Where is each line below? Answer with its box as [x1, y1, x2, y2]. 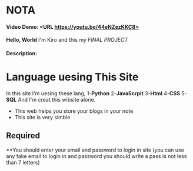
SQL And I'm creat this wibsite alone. [6, 96, 96, 103]
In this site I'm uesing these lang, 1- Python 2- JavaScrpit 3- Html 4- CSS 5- [6, 89, 187, 97]
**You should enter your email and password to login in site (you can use [6, 146, 184, 153]
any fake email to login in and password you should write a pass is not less [6, 152, 187, 159]
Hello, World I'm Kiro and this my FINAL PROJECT [6, 36, 128, 43]
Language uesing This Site [6, 71, 139, 84]
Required [6, 130, 40, 141]
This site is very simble [14, 113, 71, 120]
